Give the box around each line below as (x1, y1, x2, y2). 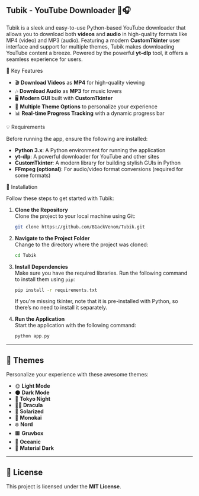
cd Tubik (14, 252, 37, 258)
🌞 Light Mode (14, 382, 50, 389)
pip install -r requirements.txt (14, 287, 98, 293)
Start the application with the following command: (14, 322, 136, 329)
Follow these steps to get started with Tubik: (6, 195, 114, 202)
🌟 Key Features (6, 67, 43, 74)
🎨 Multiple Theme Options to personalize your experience (14, 103, 158, 110)
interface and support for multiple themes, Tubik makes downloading (6, 43, 175, 50)
